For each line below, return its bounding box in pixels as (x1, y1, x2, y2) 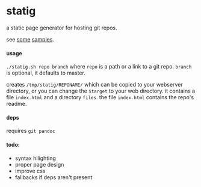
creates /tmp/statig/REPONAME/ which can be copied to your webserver (6, 81, 183, 88)
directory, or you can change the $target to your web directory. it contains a (6, 87, 196, 94)
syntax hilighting (14, 155, 56, 162)
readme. (6, 100, 27, 108)
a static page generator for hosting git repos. (6, 24, 117, 31)
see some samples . (6, 35, 54, 43)
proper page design (14, 161, 64, 168)
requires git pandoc (6, 127, 55, 135)
